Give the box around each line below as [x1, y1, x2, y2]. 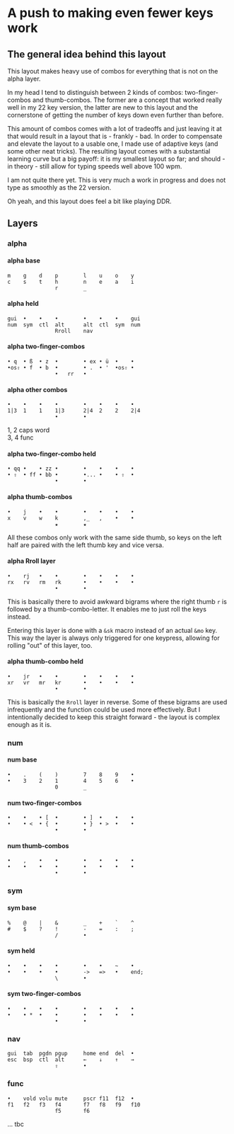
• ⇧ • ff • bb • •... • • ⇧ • [7, 471, 134, 479]
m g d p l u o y [7, 272, 134, 279]
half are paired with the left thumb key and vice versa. [7, 540, 164, 549]
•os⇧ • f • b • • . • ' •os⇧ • [7, 364, 134, 371]
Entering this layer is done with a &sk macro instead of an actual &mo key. [7, 626, 218, 634]
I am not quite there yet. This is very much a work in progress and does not [7, 176, 226, 184]
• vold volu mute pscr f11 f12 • [7, 1095, 134, 1102]
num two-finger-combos [7, 798, 82, 807]
